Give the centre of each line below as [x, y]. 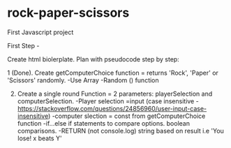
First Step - [23, 45]
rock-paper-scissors [68, 13]
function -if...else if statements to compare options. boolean [104, 123]
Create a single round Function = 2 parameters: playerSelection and [115, 94]
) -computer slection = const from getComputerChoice [127, 116]
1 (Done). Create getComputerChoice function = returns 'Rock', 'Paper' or [113, 73]
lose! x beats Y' [39, 138]
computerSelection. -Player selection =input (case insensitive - [108, 101]
